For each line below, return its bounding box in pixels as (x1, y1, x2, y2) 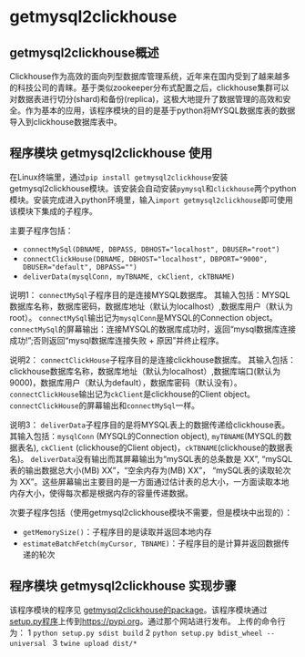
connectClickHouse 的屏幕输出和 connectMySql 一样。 (9, 399, 200, 411)
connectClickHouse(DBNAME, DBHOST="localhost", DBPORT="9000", (22, 254, 269, 263)
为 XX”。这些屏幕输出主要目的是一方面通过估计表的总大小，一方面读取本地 (9, 476, 290, 487)
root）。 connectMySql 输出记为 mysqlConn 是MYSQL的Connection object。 (9, 312, 278, 323)
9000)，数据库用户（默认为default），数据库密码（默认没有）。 (9, 376, 243, 388)
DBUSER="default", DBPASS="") (22, 262, 138, 272)
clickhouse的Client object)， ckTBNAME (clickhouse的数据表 (78, 442, 293, 453)
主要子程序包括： (9, 225, 74, 236)
